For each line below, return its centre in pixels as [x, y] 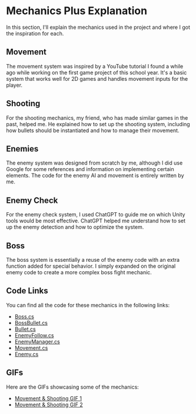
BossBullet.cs [31, 323]
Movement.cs [31, 348]
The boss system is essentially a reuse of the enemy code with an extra [93, 260]
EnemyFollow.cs [34, 335]
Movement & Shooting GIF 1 [48, 398]
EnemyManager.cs [37, 341]
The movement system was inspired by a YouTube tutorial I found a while [95, 66]
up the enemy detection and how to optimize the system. [75, 227]
